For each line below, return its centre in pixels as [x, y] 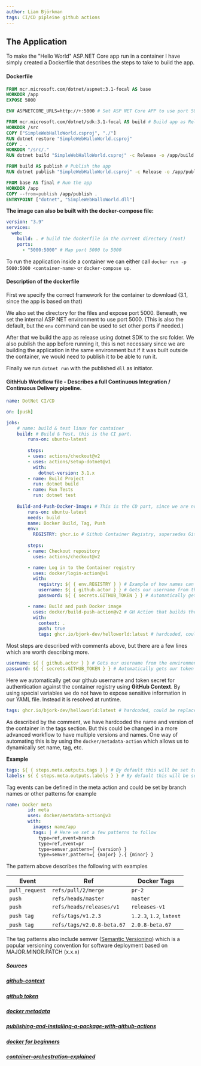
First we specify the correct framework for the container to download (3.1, [97, 294]
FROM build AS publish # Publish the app [59, 166]
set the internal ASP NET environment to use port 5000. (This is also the [95, 319]
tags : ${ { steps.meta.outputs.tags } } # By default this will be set [97, 770]
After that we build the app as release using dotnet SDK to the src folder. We [100, 337]
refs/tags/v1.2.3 [77, 916]
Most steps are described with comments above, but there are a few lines [97, 646]
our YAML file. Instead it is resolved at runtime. [64, 699]
